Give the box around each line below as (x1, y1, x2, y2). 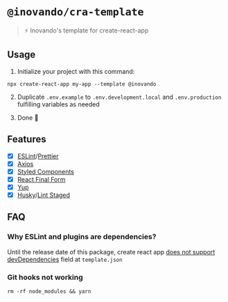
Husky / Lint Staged (17, 191, 71, 199)
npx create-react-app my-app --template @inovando (7, 80, 157, 88)
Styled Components (17, 167, 75, 176)
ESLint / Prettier (17, 151, 59, 160)
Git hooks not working (7, 272, 83, 282)
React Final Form (17, 175, 66, 183)
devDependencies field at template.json (7, 255, 123, 263)
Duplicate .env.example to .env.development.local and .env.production (17, 93, 222, 101)
